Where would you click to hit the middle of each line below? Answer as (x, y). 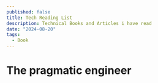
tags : (13, 35)
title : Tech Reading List (39, 18)
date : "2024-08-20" (31, 29)
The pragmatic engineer (69, 70)
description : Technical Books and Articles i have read (79, 23)
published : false (28, 12)
